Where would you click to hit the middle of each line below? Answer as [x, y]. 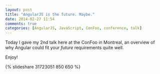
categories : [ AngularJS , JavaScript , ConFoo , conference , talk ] [73, 28]
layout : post [19, 10]
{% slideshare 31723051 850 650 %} [43, 67]
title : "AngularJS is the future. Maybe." [50, 14]
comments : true [21, 24]
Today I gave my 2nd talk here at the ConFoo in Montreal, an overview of [80, 42]
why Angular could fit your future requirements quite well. [64, 48]
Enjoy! [12, 57]
